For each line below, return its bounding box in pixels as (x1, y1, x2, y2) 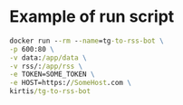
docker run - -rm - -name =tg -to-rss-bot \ (9, 36, 165, 45)
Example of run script (9, 6, 175, 27)
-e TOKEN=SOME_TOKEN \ (9, 70, 95, 79)
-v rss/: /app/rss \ (9, 62, 83, 71)
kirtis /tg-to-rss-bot (9, 87, 91, 96)
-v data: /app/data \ (9, 52, 88, 62)
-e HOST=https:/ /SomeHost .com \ (9, 79, 131, 88)
